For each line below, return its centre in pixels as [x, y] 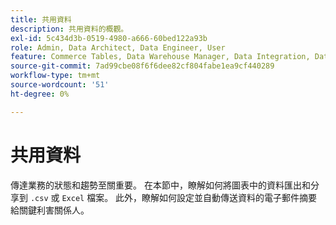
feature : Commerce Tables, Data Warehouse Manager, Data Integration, [160, 57]
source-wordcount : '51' [60, 85]
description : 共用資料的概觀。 [69, 29]
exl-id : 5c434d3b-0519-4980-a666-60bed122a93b [109, 38]
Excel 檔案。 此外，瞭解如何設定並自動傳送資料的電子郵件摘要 [189, 197]
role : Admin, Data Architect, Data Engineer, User [118, 47]
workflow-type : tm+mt [55, 76]
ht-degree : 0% [40, 94]
